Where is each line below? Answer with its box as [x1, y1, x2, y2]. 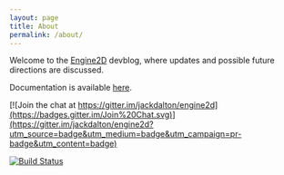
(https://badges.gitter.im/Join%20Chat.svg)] [9, 110, 176, 121]
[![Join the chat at [9, 100, 76, 111]
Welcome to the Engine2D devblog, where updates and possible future [9, 55, 275, 66]
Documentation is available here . [9, 83, 132, 93]
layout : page [9, 13, 59, 23]
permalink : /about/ [9, 30, 84, 39]
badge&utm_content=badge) [9, 138, 117, 150]
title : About [9, 22, 59, 31]
